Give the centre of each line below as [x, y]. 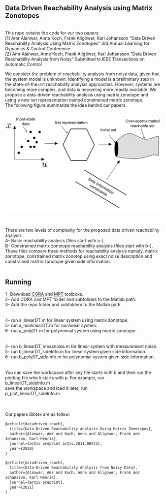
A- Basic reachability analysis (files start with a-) [54, 240]
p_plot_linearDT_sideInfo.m [33, 393]
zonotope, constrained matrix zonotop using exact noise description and [79, 256]
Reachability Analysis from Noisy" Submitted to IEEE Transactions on [75, 59]
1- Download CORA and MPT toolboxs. [44, 294]
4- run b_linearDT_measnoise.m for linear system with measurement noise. [81, 346]
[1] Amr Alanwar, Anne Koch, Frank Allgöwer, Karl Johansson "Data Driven [80, 38]
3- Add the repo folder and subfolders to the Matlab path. [64, 304]
